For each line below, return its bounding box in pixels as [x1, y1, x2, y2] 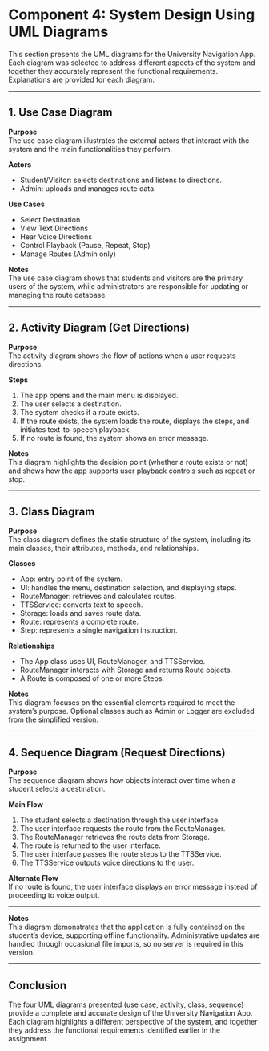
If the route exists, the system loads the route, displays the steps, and [19, 416, 250, 426]
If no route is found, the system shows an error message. [19, 433, 209, 442]
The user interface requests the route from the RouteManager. [19, 824, 226, 833]
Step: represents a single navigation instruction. [19, 625, 178, 635]
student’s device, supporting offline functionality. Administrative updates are [8, 931, 260, 940]
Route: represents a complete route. [19, 617, 139, 627]
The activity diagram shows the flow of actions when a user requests [8, 351, 236, 361]
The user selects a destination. [19, 399, 122, 409]
